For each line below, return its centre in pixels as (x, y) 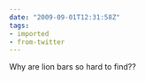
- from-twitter (37, 42)
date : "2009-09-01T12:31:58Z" (65, 17)
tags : (19, 26)
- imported (29, 33)
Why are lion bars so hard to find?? (73, 67)
